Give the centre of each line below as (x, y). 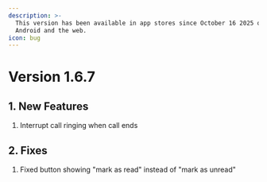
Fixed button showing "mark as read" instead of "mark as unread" (128, 170)
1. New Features (48, 106)
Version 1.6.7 (52, 77)
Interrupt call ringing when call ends (79, 126)
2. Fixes (28, 151)
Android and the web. (51, 30)
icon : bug (25, 38)
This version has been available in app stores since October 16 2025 (135, 23)
